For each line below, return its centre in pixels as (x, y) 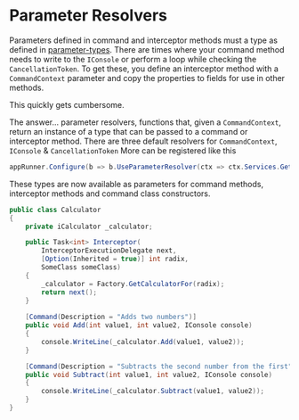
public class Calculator (55, 210)
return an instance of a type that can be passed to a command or (129, 131)
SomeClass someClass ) (81, 268)
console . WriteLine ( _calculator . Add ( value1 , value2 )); (143, 342)
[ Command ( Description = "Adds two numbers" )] (111, 317)
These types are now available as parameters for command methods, (137, 184)
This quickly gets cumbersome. (67, 104)
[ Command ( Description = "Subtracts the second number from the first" (159, 366)
